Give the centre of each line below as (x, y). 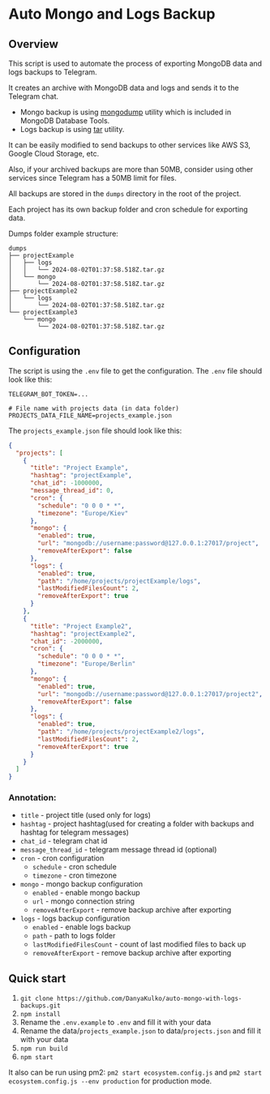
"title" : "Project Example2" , (81, 626)
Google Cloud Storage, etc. (54, 154)
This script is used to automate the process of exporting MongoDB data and (135, 63)
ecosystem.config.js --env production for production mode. (110, 1081)
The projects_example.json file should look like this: (95, 430)
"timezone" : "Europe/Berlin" (87, 664)
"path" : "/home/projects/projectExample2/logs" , (121, 732)
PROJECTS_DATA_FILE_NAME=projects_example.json (90, 415)
